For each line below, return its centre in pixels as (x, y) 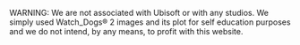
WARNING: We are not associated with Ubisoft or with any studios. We (139, 13)
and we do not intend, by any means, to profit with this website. (126, 31)
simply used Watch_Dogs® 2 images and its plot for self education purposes (150, 22)
